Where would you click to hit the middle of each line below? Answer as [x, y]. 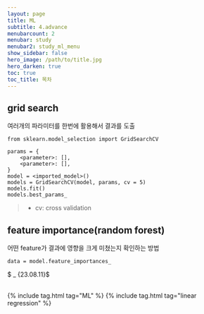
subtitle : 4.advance [38, 27]
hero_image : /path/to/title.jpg [55, 60]
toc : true [22, 73]
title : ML [22, 20]
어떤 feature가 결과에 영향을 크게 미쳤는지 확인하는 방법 [83, 248]
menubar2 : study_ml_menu [44, 47]
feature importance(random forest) [86, 230]
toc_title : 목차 [30, 79]
